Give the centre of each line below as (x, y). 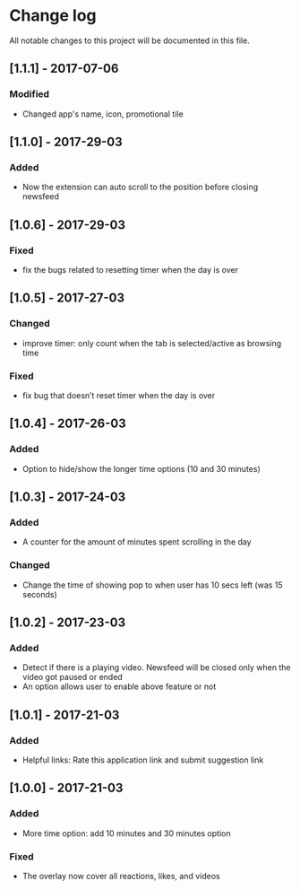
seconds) (40, 594)
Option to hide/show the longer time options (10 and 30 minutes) (141, 468)
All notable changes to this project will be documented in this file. (130, 40)
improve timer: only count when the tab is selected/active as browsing (152, 343)
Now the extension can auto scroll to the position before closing (140, 187)
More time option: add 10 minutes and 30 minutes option (126, 833)
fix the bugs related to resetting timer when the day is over (130, 270)
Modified (30, 94)
